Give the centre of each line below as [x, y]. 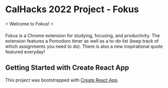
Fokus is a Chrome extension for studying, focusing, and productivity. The [82, 35]
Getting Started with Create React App [67, 68]
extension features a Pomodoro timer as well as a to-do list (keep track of [82, 41]
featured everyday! [25, 51]
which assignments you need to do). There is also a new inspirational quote [84, 46]
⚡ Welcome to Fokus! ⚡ [29, 23]
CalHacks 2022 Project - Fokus [72, 9]
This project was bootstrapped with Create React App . [62, 80]
